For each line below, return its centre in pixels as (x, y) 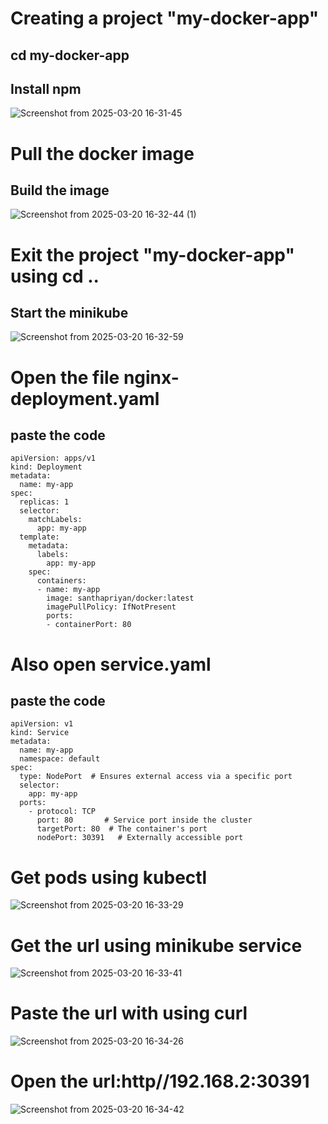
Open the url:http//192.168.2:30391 (160, 1081)
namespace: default (60, 759)
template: (39, 537)
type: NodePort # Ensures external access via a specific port (156, 777)
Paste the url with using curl (129, 1013)
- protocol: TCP (62, 812)
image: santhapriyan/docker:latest (120, 598)
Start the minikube (69, 312)
